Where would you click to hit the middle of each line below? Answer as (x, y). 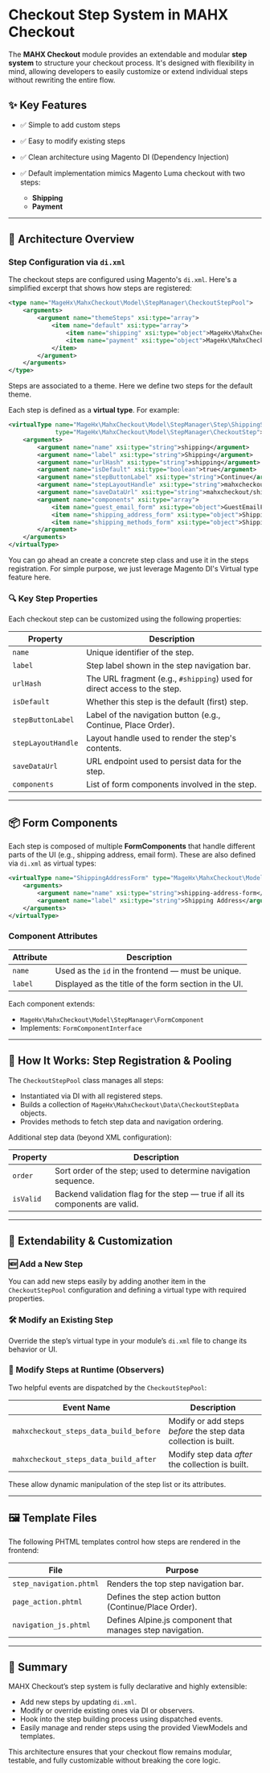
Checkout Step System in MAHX (119, 15)
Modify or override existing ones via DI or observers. (107, 1711)
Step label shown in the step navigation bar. (168, 666)
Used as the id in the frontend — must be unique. (148, 970)
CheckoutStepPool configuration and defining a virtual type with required (127, 1290)
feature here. (30, 577)
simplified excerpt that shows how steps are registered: (100, 289)
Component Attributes (53, 936)
